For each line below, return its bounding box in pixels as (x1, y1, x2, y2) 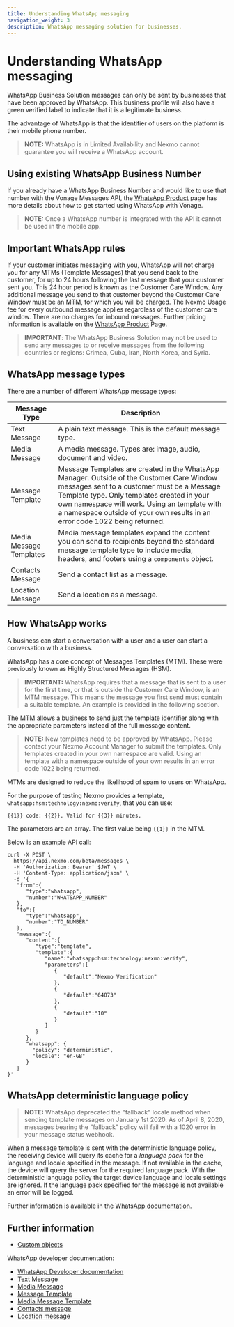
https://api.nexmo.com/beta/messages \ (13, 857, 130, 864)
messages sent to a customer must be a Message (58, 482, 221, 491)
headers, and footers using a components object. (58, 553, 214, 563)
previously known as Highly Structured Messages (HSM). (7, 664, 172, 673)
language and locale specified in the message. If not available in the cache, (7, 1158, 224, 1167)
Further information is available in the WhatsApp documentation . (7, 1202, 192, 1210)
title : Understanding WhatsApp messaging (7, 10, 130, 17)
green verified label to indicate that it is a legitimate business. (7, 106, 183, 114)
